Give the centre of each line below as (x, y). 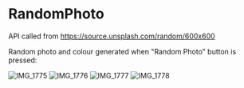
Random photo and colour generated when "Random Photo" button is (122, 51)
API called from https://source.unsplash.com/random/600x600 (112, 36)
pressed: (23, 60)
